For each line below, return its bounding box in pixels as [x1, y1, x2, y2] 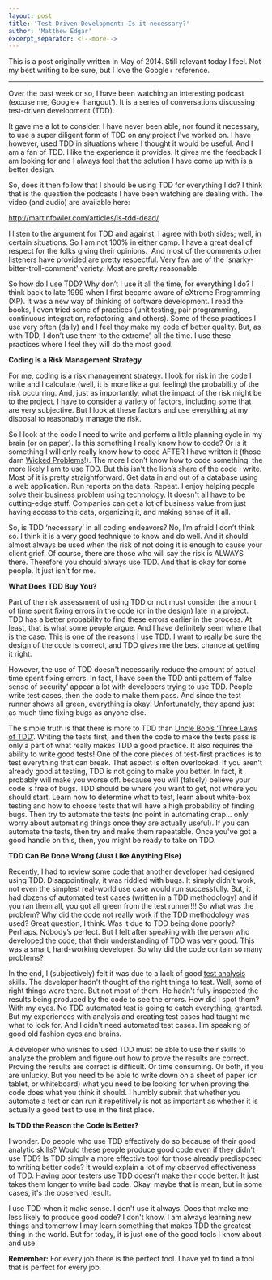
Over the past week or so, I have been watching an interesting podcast [8, 88, 244, 98]
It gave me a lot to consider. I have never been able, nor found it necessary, [8, 122, 260, 131]
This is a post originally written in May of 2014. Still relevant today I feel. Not [8, 57, 261, 66]
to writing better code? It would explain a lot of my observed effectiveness [8, 1162, 257, 1172]
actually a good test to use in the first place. [8, 1105, 155, 1115]
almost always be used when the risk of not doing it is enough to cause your [8, 540, 263, 550]
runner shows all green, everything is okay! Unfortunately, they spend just [8, 699, 255, 709]
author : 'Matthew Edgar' [8, 27, 92, 35]
